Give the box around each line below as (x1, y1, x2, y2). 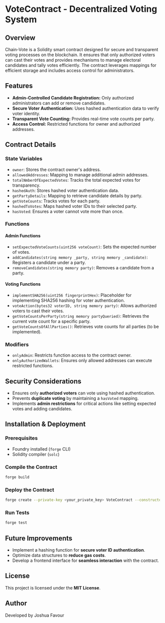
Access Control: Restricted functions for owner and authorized (12, 121, 141, 127)
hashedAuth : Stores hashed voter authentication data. (12, 187, 119, 193)
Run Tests (5, 509, 29, 516)
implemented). (12, 328, 42, 334)
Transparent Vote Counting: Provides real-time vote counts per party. (12, 116, 155, 122)
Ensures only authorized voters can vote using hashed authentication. (12, 390, 156, 396)
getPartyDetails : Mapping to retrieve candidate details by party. (12, 193, 142, 198)
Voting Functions (5, 281, 41, 287)
